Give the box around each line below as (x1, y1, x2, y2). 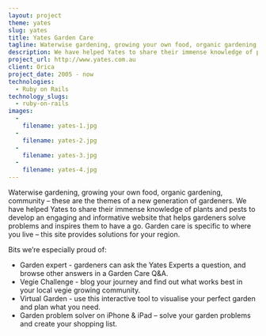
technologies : (8, 77, 55, 85)
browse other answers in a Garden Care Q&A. (19, 269, 169, 277)
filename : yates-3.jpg (22, 151, 97, 159)
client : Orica (8, 63, 55, 71)
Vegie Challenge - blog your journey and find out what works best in (19, 277, 243, 286)
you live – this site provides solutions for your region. (8, 230, 180, 239)
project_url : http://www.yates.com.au (8, 56, 136, 64)
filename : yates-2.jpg (22, 136, 97, 145)
